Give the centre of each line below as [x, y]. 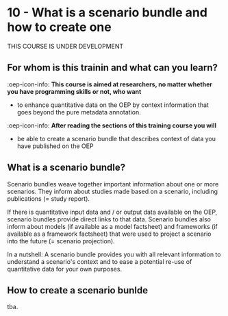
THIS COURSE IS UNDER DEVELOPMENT [65, 46]
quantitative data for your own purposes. [64, 269]
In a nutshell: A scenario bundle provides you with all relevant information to [114, 254]
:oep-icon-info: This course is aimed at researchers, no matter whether [110, 84]
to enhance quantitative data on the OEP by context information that [113, 105]
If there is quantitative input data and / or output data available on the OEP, [112, 212]
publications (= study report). [49, 198]
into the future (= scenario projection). [61, 241]
